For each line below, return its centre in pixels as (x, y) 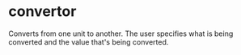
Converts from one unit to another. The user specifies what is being (121, 33)
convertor (42, 12)
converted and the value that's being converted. (89, 41)
